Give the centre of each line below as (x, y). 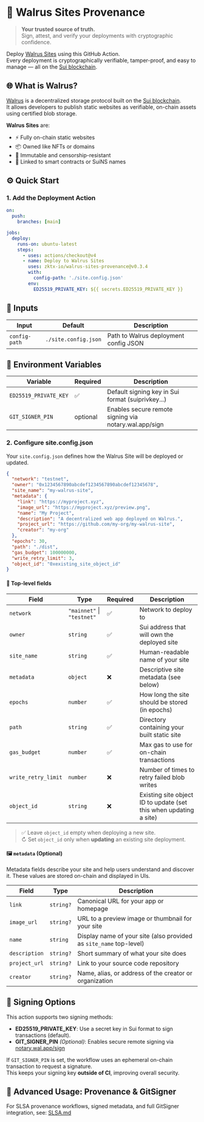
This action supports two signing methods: (60, 1017)
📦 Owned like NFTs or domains (55, 146)
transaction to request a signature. (49, 1066)
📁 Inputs (22, 308)
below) (149, 684)
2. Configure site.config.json (50, 443)
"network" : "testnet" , (40, 479)
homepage (93, 908)
